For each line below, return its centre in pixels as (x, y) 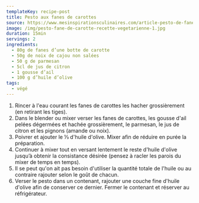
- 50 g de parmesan (36, 61)
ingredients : (22, 45)
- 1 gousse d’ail (33, 72)
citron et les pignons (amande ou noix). (62, 130)
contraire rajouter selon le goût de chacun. (67, 175)
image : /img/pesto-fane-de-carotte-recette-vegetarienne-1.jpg (86, 28)
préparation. (30, 143)
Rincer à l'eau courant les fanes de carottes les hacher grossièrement (99, 105)
